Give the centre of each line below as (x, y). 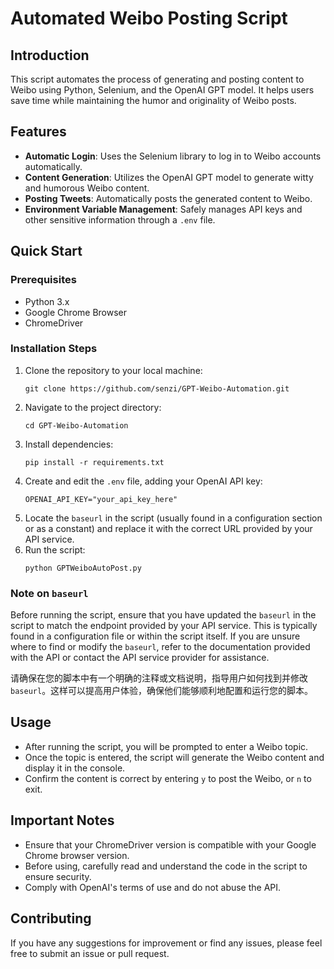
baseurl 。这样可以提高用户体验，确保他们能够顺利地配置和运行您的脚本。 (162, 691)
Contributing (51, 918)
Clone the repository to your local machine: (113, 370)
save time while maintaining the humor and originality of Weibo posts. (153, 100)
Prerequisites (43, 280)
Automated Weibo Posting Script (149, 18)
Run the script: (55, 549)
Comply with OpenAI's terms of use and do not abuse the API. (153, 887)
